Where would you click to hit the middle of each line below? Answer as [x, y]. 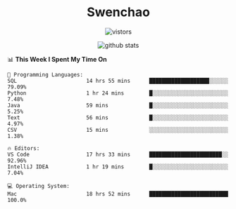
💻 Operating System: [39, 186]
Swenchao [118, 12]
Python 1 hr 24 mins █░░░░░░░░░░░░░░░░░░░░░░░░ [118, 93]
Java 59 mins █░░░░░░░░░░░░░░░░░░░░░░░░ [118, 105]
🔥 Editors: [24, 148]
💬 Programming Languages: [45, 74]
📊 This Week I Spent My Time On [57, 59]
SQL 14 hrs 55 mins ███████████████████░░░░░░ [118, 81]
